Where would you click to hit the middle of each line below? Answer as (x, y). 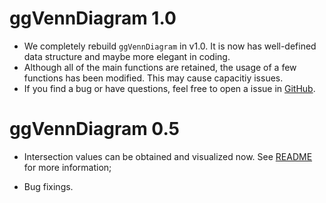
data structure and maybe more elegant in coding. (127, 56)
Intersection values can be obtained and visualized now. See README (168, 156)
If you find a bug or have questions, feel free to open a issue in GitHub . (169, 88)
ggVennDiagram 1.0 (93, 18)
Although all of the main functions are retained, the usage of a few (160, 67)
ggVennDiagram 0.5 (94, 129)
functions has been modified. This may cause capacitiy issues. (153, 78)
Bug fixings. (48, 186)
